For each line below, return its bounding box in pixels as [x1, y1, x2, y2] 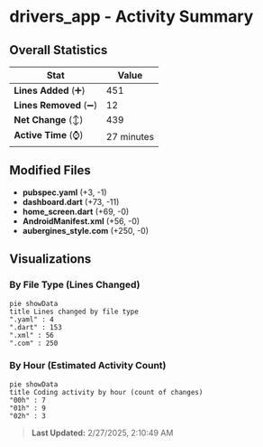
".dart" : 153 [9, 322, 63, 331]
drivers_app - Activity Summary [9, 6, 254, 27]
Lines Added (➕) [14, 84, 86, 97]
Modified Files [9, 163, 92, 178]
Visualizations [9, 251, 92, 267]
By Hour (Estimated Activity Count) [9, 359, 167, 372]
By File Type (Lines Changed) [9, 278, 141, 291]
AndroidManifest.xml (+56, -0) [22, 215, 141, 227]
